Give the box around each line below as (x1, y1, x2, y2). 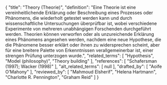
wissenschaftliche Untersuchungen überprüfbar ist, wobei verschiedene (5, 20, 157, 26)
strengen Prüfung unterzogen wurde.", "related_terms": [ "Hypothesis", (5, 53, 154, 59)
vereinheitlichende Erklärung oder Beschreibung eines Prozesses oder (5, 10, 153, 16)
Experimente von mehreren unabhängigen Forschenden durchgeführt (5, 26, 151, 32)
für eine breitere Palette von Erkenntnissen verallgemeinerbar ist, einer (5, 48, 154, 53)
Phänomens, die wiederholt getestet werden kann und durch (5, 15, 132, 21)
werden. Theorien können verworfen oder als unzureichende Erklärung (5, 31, 154, 37)
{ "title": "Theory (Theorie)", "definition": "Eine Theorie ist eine (5, 5, 136, 10)
